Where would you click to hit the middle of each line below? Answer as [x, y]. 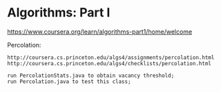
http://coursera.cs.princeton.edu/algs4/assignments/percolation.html [111, 57]
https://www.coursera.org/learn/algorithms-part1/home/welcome [100, 32]
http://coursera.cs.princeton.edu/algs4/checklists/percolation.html [109, 63]
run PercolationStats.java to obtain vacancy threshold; [91, 76]
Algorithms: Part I [59, 13]
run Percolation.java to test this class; [69, 81]
